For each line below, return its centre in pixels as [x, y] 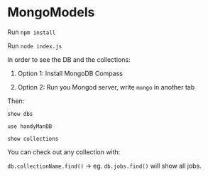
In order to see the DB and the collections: [69, 59]
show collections [33, 139]
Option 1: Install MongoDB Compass [70, 73]
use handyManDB [30, 126]
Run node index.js [35, 45]
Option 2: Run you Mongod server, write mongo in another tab [106, 87]
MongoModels [51, 12]
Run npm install [32, 32]
